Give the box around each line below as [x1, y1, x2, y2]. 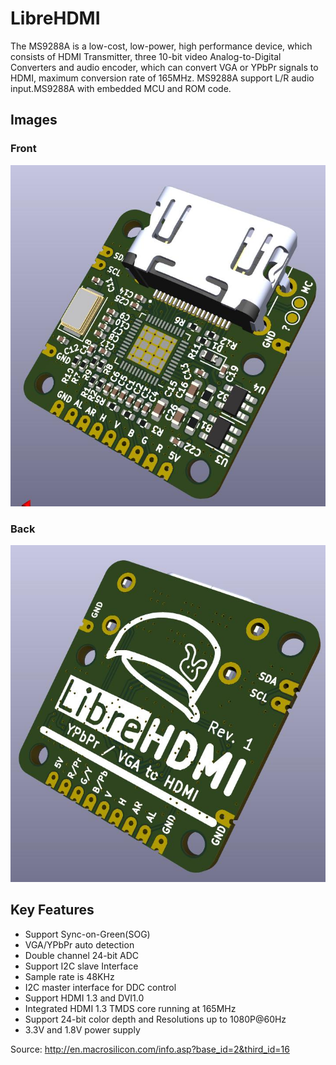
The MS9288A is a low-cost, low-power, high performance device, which [10, 40, 313, 52]
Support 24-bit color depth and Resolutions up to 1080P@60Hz [24, 1013, 287, 1025]
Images [10, 112, 58, 129]
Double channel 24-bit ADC [24, 949, 140, 961]
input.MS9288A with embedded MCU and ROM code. [10, 82, 232, 94]
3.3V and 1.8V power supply [24, 1023, 141, 1036]
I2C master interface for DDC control [24, 981, 177, 993]
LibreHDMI [10, 7, 101, 30]
